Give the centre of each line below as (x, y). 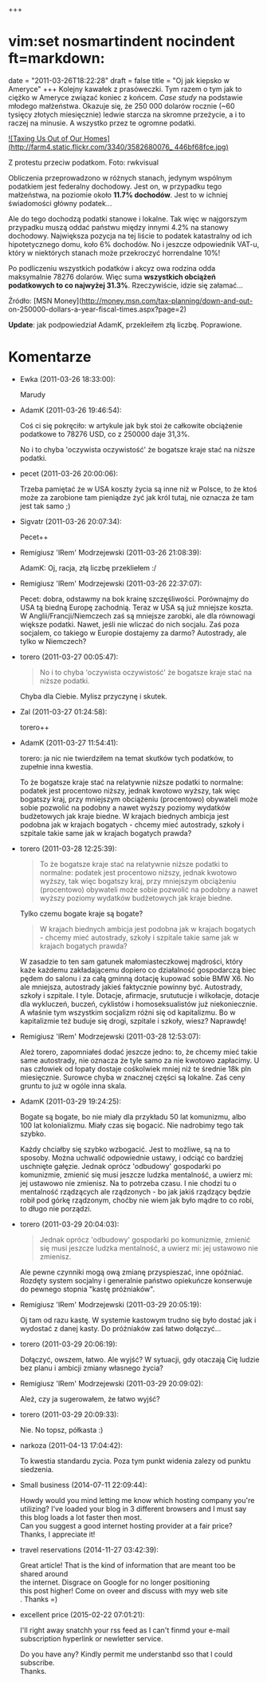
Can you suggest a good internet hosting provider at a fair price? (126, 1525)
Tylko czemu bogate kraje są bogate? (81, 913)
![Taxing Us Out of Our (45, 138)
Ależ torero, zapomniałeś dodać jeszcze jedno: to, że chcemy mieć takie (138, 1052)
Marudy (33, 394)
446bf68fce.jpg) (201, 147)
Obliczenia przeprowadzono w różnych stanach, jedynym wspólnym (120, 177)
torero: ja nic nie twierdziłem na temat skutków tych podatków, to (126, 758)
